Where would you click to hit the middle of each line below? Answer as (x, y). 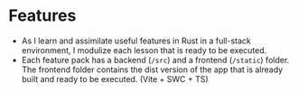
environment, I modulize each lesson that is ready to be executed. (144, 50)
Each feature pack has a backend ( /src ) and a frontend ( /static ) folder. (155, 60)
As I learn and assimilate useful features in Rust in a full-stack (136, 41)
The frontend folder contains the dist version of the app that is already (152, 70)
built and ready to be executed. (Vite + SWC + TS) (115, 79)
